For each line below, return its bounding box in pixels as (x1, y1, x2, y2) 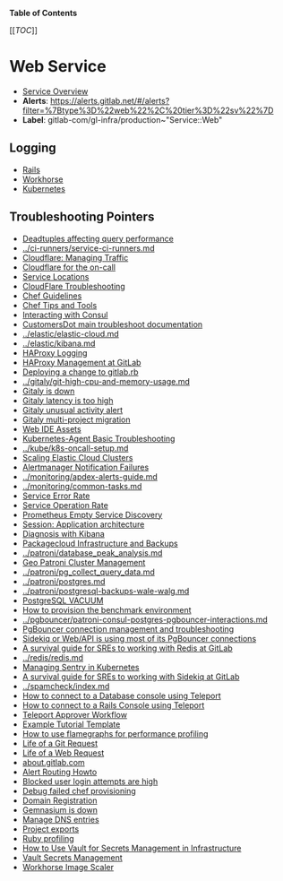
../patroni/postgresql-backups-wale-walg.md (21, 585, 190, 596)
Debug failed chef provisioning (21, 785, 136, 796)
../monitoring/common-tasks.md (21, 480, 142, 491)
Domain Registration (21, 795, 98, 806)
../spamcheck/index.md (21, 680, 110, 691)
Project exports (21, 824, 80, 834)
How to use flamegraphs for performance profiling (21, 728, 209, 738)
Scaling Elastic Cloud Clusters (21, 452, 133, 462)
